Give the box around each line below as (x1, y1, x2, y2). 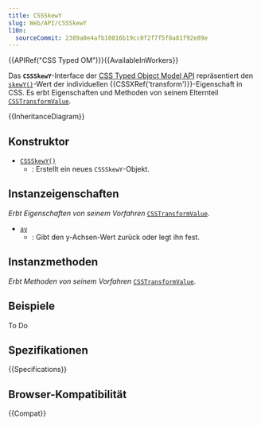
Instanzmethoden (8, 255, 99, 269)
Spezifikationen (8, 343, 89, 357)
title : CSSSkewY (8, 11, 62, 20)
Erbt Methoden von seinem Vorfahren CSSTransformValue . (8, 276, 197, 286)
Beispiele (8, 300, 56, 313)
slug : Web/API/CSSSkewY (8, 19, 88, 27)
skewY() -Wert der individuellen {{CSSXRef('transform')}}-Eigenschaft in (8, 79, 243, 89)
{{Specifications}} (8, 365, 68, 374)
